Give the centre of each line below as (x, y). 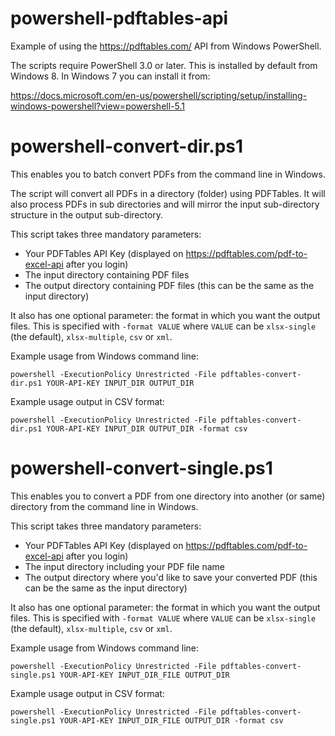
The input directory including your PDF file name (124, 566)
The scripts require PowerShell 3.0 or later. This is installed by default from (164, 65)
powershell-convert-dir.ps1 (127, 146)
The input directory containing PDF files (107, 274)
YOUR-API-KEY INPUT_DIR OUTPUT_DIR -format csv (147, 428)
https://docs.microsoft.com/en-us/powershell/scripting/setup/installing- (159, 95)
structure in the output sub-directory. (87, 214)
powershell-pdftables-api (119, 18)
